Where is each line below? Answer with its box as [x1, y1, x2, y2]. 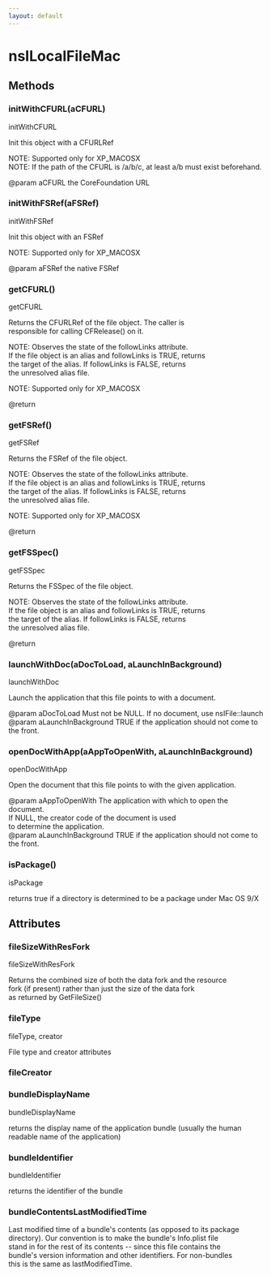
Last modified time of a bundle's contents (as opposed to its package [8, 1225, 240, 1234]
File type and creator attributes [8, 1047, 112, 1057]
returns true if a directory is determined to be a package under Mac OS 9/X [8, 893, 260, 903]
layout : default [8, 11, 63, 20]
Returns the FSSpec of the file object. [8, 581, 133, 590]
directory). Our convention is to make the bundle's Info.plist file [8, 1234, 218, 1243]
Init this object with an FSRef [8, 232, 104, 242]
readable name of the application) [8, 1131, 121, 1141]
